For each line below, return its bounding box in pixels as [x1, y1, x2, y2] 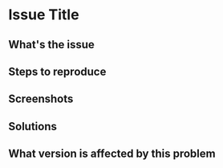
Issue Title [8, 6, 79, 24]
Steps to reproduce [8, 64, 107, 78]
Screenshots [8, 92, 74, 106]
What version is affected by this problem [8, 147, 216, 161]
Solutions [8, 119, 58, 133]
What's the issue [8, 38, 95, 51]
